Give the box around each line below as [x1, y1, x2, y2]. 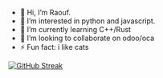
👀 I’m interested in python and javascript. [19, 16, 156, 26]
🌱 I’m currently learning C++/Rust [19, 25, 131, 34]
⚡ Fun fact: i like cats [19, 43, 89, 51]
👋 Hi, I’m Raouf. [19, 8, 71, 17]
